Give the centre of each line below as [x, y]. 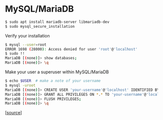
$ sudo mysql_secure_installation [40, 26]
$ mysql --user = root [26, 45]
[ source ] [14, 113]
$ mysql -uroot [20, 85]
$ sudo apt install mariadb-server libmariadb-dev [57, 22]
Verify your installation [27, 35]
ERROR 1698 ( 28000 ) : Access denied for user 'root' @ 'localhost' [71, 49]
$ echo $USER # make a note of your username [53, 81]
